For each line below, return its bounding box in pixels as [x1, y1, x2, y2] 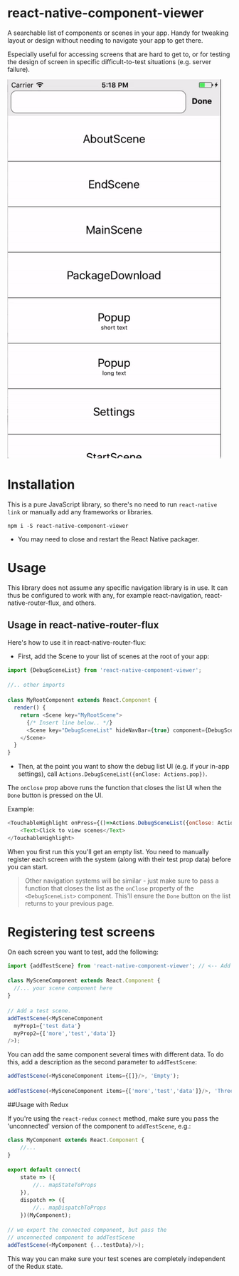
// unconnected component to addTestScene [7, 1234, 135, 1241]
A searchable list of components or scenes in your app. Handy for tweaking [7, 28, 229, 37]
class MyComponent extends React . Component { [7, 1136, 144, 1143]
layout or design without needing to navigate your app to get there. [7, 36, 203, 44]
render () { [14, 704, 46, 711]
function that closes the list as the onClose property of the [24, 883, 194, 892]
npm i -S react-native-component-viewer [7, 522, 129, 529]
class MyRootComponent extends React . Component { [7, 697, 158, 704]
